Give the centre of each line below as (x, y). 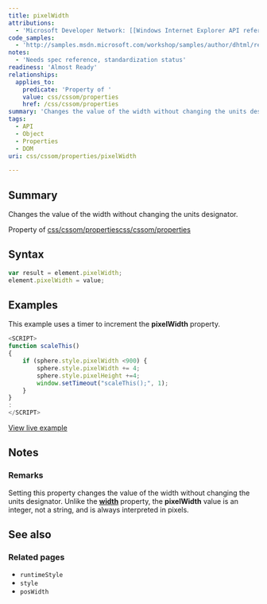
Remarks (26, 475)
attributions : (32, 23)
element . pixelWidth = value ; (56, 280)
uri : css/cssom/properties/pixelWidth (72, 156)
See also (30, 534)
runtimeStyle (41, 575)
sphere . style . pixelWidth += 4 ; (89, 368)
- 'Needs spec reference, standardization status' (101, 60)
